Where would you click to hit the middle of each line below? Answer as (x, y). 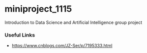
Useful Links (20, 35)
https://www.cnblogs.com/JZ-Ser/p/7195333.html (62, 46)
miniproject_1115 (38, 9)
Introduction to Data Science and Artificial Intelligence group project (73, 22)
